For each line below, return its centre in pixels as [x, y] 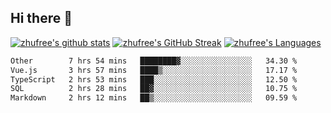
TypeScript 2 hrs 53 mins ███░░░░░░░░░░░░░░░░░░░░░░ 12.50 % [154, 79]
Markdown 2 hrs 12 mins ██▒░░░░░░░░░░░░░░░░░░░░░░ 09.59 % [154, 98]
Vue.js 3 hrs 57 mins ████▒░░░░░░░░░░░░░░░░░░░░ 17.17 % [154, 70]
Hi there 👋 [41, 18]
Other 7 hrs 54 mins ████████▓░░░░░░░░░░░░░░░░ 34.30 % [154, 61]
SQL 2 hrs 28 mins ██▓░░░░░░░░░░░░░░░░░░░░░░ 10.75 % [154, 89]
